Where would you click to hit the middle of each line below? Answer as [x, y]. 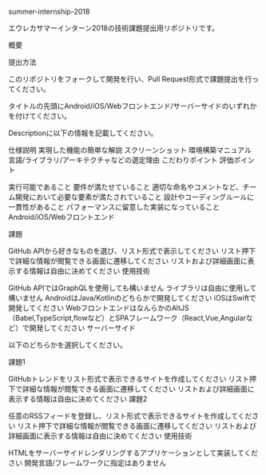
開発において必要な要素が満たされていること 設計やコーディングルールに [135, 197]
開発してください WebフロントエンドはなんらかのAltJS [99, 308]
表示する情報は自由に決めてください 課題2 [78, 399]
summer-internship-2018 [49, 12]
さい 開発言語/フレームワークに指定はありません [87, 463]
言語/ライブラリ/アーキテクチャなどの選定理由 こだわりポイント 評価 [121, 160]
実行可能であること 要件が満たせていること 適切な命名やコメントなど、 [126, 187]
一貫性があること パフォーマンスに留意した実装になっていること [114, 207]
